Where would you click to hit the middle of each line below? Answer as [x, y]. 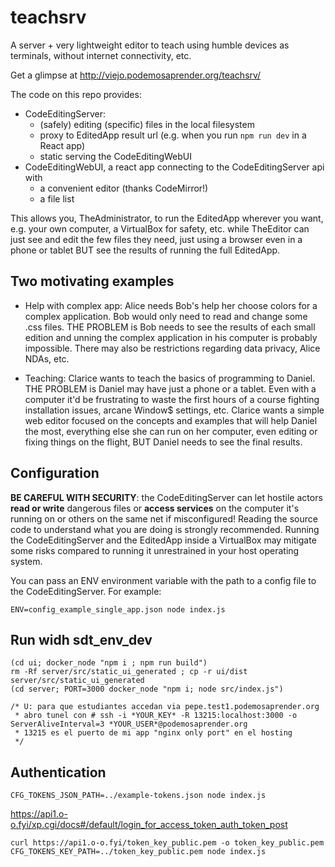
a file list [57, 198]
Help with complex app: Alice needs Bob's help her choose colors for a [171, 305]
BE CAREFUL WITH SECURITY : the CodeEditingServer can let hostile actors [166, 497]
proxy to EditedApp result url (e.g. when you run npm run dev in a [173, 135]
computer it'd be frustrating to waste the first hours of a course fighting [172, 399]
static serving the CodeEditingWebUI [116, 156]
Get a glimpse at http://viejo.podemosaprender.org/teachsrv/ [136, 75]
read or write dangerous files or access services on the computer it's [155, 508]
